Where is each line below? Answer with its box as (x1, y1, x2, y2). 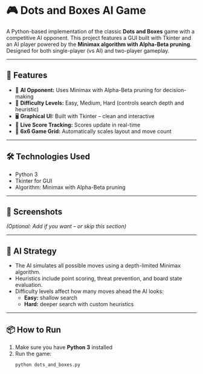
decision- (163, 86, 187, 93)
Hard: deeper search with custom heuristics (24, 301, 134, 308)
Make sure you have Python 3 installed (14, 344, 113, 350)
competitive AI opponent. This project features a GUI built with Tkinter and (6, 34, 192, 41)
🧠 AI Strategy (6, 246, 57, 256)
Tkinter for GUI (14, 177, 53, 184)
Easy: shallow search (24, 294, 77, 301)
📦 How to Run (6, 324, 62, 335)
